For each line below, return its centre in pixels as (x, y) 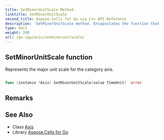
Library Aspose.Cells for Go (40, 132)
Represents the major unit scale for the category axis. (60, 69)
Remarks (19, 98)
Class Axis (23, 127)
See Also (19, 115)
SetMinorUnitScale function (49, 57)
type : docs (16, 28)
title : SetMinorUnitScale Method (39, 10)
